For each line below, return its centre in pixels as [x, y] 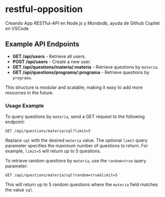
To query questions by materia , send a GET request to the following [75, 117]
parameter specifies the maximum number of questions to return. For [76, 146]
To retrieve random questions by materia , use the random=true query [76, 161]
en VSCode [17, 28]
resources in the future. [29, 92]
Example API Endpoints [42, 44]
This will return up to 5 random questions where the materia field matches [82, 184]
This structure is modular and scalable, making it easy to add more [74, 87]
